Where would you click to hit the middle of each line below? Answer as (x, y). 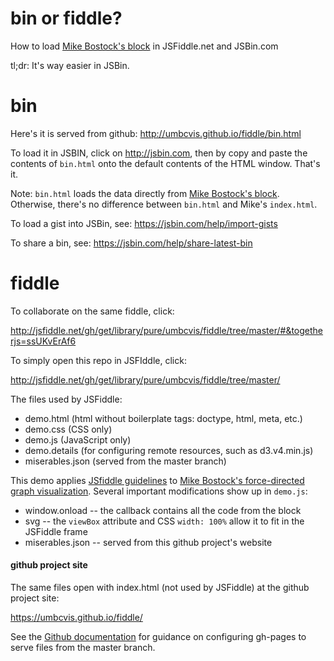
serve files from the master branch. (83, 648)
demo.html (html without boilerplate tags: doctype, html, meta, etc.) (163, 418)
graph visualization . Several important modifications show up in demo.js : (159, 491)
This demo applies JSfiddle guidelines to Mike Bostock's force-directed (157, 480)
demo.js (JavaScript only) (78, 439)
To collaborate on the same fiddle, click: (92, 311)
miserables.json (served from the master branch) (125, 461)
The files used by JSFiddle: (66, 399)
